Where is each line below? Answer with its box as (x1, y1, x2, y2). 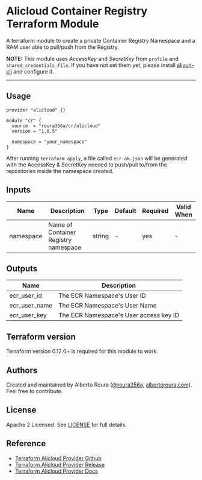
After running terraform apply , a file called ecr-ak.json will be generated (6, 154, 188, 162)
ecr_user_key (9, 311, 47, 320)
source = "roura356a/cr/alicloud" (11, 122, 101, 129)
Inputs (6, 185, 31, 195)
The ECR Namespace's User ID (58, 291, 146, 300)
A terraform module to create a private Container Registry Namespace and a (6, 37, 195, 44)
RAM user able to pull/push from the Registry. (6, 43, 119, 51)
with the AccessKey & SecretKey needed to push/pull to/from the (6, 161, 167, 168)
